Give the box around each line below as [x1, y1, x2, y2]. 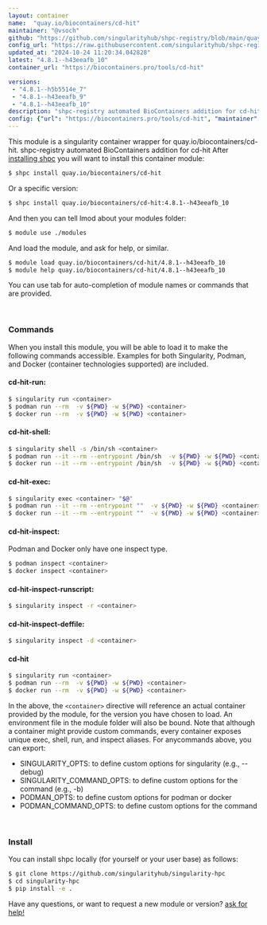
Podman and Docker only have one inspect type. [8, 544, 168, 554]
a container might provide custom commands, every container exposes [8, 727, 242, 736]
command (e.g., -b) [19, 784, 84, 794]
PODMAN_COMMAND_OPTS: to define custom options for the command [19, 802, 257, 811]
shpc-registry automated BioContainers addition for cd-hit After [20, 145, 229, 155]
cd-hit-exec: [8, 476, 51, 486]
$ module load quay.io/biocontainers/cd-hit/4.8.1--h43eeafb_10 [8, 258, 226, 267]
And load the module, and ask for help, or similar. [8, 243, 169, 253]
